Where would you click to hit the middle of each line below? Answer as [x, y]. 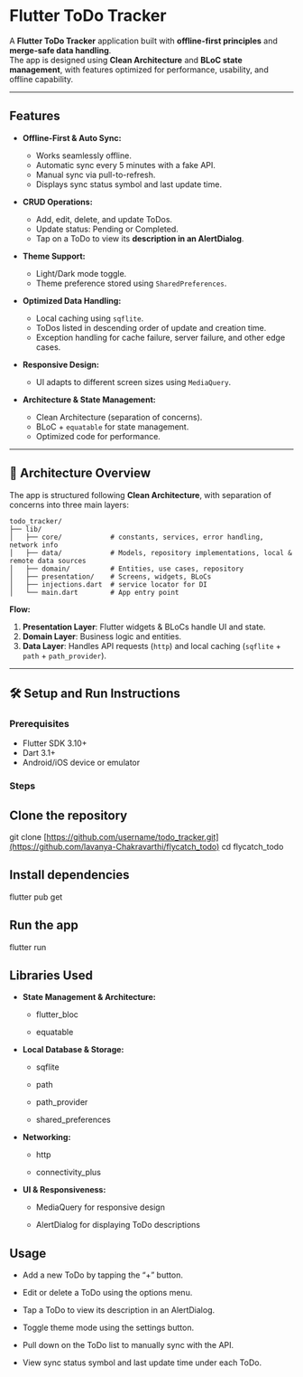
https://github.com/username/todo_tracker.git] [133, 836]
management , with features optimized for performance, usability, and [139, 70]
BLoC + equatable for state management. [112, 427]
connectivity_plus [69, 1173]
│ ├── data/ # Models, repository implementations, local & [151, 552]
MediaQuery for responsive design [100, 1207]
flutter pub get [36, 897]
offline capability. [41, 79]
